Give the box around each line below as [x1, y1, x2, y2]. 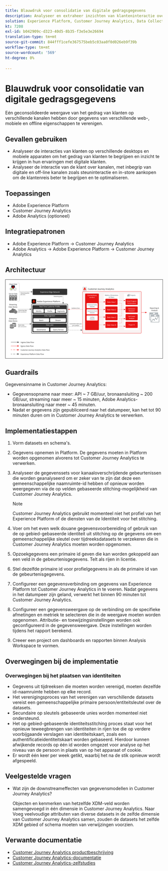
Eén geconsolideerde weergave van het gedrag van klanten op [5, 110, 134, 116]
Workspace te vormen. [12, 643, 60, 649]
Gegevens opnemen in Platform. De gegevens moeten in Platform [12, 449, 147, 456]
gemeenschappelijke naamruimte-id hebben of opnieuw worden [12, 480, 145, 486]
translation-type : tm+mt [5, 34, 57, 39]
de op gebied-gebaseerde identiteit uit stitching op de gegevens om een [12, 531, 162, 537]
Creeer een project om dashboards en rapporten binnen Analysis [12, 638, 146, 644]
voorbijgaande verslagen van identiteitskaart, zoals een [12, 731, 126, 737]
